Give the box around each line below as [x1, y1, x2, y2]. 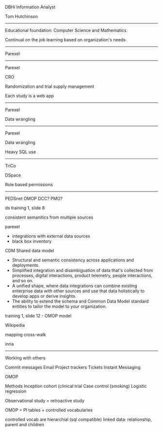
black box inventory [12, 239, 52, 244]
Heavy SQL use [5, 149, 36, 155]
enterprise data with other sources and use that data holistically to [12, 288, 145, 294]
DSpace [5, 172, 21, 178]
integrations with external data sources [12, 233, 91, 239]
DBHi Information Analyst [5, 4, 56, 10]
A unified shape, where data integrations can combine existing [12, 283, 137, 288]
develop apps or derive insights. [12, 293, 77, 299]
